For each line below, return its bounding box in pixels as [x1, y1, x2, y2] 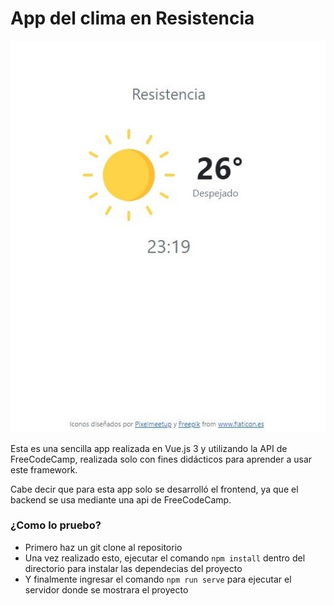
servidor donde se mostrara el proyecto [24, 583, 189, 596]
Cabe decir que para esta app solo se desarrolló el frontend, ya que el [10, 483, 299, 495]
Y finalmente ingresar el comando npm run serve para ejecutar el [24, 573, 292, 585]
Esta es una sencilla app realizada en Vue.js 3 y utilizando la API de [10, 442, 288, 454]
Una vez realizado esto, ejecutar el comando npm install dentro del [24, 552, 306, 564]
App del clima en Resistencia [10, 7, 255, 30]
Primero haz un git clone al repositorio [24, 541, 183, 553]
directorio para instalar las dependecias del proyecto [24, 562, 243, 574]
